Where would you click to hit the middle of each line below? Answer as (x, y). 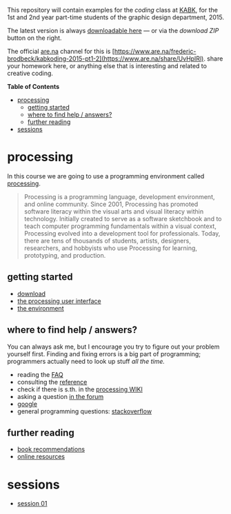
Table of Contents (33, 86)
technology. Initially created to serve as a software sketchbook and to (123, 218)
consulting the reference (52, 382)
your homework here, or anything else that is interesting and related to (107, 66)
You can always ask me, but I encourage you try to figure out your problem (113, 347)
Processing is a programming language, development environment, (119, 196)
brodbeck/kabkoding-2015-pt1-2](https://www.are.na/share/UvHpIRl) (106, 59)
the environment (40, 308)
